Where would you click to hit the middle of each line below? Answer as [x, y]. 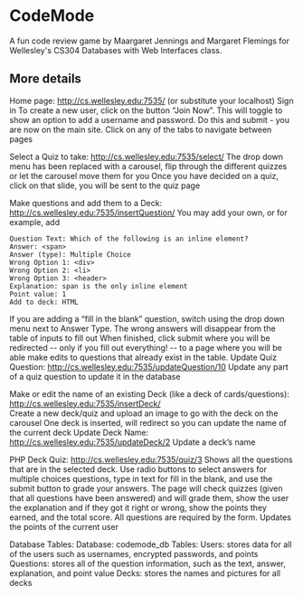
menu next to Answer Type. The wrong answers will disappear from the [142, 328]
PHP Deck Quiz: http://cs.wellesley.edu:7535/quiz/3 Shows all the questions [151, 459]
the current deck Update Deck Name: [79, 432]
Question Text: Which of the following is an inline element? [129, 239]
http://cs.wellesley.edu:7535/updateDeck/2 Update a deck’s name [133, 442]
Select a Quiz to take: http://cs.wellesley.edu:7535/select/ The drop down [146, 156]
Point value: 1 [38, 294]
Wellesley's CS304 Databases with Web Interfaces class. [116, 50]
